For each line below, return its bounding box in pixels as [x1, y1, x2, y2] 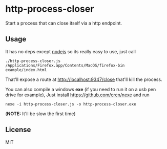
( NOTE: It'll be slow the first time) [5, 111, 76, 117]
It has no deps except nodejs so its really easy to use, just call [5, 48, 136, 54]
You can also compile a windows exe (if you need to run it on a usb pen [5, 86, 156, 92]
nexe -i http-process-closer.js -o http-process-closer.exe [5, 101, 137, 107]
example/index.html [5, 67, 47, 72]
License [5, 125, 31, 134]
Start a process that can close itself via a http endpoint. [5, 20, 122, 26]
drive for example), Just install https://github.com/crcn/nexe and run [5, 92, 150, 98]
